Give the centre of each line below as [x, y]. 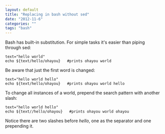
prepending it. [19, 126]
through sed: [18, 48]
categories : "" [21, 24]
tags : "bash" [19, 28]
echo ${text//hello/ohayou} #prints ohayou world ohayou [67, 112]
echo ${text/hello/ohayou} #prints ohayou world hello [65, 84]
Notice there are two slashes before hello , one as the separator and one [78, 121]
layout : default [22, 10]
